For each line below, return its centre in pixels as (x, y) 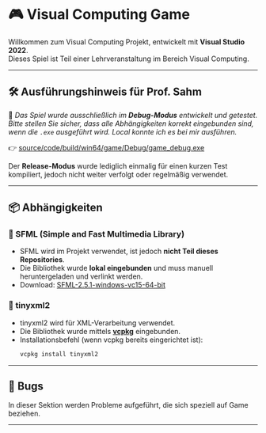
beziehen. (25, 414)
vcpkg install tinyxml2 (59, 354)
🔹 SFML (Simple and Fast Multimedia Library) (96, 234)
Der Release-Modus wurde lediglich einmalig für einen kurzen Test (118, 165)
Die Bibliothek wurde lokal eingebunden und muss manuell (116, 268)
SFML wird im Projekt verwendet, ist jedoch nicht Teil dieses (119, 251)
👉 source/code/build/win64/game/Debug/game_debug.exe (106, 147)
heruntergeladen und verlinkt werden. (81, 276)
